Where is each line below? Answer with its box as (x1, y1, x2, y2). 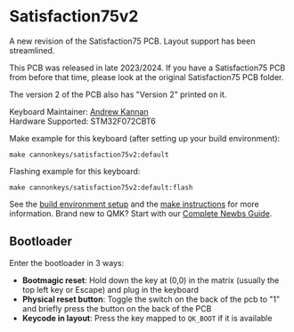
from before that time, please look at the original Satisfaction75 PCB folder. (9, 71, 284, 82)
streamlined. (9, 45, 55, 55)
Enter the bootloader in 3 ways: (9, 257, 125, 268)
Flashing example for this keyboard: (9, 166, 141, 176)
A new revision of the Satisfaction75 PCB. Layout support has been (9, 36, 256, 46)
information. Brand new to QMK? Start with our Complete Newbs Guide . (9, 207, 273, 219)
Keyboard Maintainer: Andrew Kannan (9, 106, 149, 117)
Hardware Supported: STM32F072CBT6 (9, 116, 156, 126)
